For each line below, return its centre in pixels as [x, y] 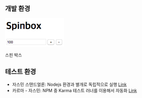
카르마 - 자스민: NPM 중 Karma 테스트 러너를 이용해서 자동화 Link [74, 90]
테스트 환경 [21, 72]
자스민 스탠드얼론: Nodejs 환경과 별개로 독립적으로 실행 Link [69, 84]
